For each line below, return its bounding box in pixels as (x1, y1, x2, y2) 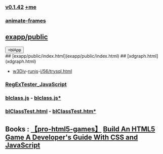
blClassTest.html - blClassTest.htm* (5, 108, 97, 115)
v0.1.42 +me (5, 4, 36, 11)
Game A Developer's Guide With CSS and (5, 133, 138, 141)
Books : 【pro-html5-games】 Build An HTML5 (5, 125, 155, 133)
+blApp (8, 47, 21, 53)
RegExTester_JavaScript (5, 81, 67, 88)
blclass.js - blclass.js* (5, 94, 61, 101)
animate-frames (5, 17, 47, 24)
